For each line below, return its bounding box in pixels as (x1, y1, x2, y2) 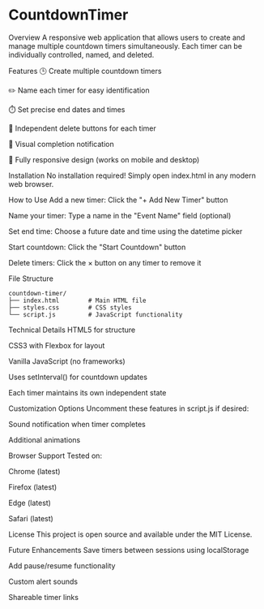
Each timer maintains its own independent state (8, 387, 167, 397)
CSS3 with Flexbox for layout (8, 340, 105, 350)
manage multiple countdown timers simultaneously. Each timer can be (8, 41, 243, 50)
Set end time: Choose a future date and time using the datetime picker (8, 226, 243, 236)
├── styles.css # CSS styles (8, 303, 132, 312)
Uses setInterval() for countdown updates (8, 372, 148, 382)
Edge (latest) (8, 498, 51, 508)
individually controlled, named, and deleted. (8, 50, 155, 59)
